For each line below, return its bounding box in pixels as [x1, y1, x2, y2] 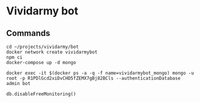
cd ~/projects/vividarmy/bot [6, 44, 79, 50]
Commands [6, 28, 51, 38]
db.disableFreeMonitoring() [6, 91, 77, 97]
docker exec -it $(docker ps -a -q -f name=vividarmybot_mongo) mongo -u [6, 70, 195, 76]
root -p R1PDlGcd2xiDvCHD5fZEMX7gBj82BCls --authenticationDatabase [6, 75, 181, 81]
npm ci [6, 54, 23, 60]
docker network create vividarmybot [6, 49, 98, 55]
